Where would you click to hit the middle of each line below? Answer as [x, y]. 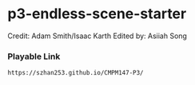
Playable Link [34, 56]
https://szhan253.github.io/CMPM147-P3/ [76, 73]
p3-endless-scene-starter [97, 14]
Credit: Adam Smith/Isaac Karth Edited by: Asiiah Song [97, 36]
